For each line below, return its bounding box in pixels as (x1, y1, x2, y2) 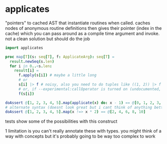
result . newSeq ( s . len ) (9, 59, 55, 64)
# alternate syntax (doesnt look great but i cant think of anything (5, 105, 153, 110)
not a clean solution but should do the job (5, 36, 90, 42)
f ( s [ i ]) (18, 91, 35, 96)
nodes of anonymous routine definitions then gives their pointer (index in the (5, 25, 162, 31)
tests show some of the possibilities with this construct (5, 118, 118, 125)
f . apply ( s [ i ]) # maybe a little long (18, 73, 97, 78)
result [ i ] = (14, 68, 39, 73)
